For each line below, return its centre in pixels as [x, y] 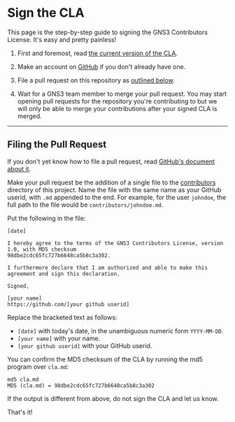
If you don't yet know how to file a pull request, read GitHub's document [111, 161]
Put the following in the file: [47, 218]
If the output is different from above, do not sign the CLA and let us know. [113, 398]
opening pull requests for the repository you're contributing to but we [117, 101]
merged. [29, 116]
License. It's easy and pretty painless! [62, 39]
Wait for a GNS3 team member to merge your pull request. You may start [122, 94]
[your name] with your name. [59, 338]
